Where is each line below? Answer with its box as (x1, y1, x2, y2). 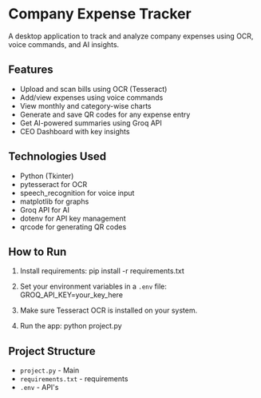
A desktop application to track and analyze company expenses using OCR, (8, 31, 254, 41)
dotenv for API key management (19, 213, 126, 223)
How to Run (8, 245, 67, 258)
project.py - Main (19, 365, 80, 376)
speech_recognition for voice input (19, 188, 135, 197)
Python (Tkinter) (19, 171, 74, 181)
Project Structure (8, 344, 96, 358)
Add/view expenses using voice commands (19, 93, 164, 102)
